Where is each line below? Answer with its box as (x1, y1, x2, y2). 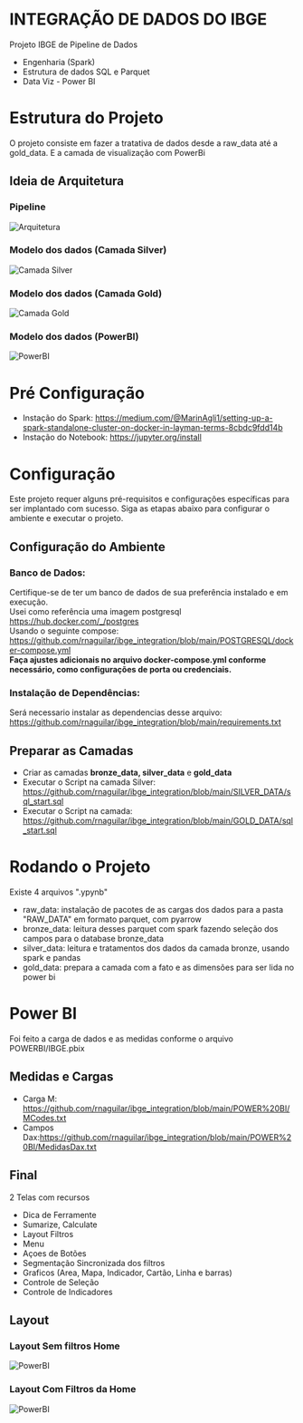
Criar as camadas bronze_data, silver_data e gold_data (22, 767, 232, 779)
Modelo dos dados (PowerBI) (9, 331, 139, 344)
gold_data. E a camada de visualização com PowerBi (9, 147, 206, 158)
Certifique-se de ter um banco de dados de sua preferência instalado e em (9, 587, 289, 598)
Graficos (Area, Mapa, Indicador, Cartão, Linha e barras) (22, 1267, 232, 1278)
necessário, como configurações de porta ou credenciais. (9, 664, 232, 675)
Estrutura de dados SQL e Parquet (22, 66, 151, 77)
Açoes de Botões (22, 1247, 87, 1259)
